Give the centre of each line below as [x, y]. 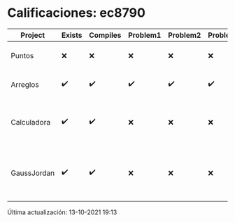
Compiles [105, 35]
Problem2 [184, 35]
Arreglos [25, 84]
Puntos [22, 55]
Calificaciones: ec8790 [76, 13]
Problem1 [145, 35]
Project [33, 35]
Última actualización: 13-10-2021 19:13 [62, 212]
